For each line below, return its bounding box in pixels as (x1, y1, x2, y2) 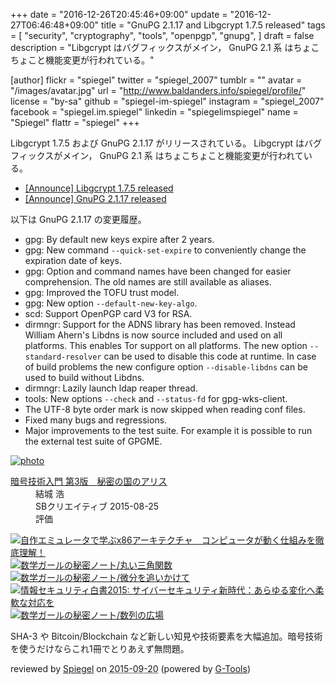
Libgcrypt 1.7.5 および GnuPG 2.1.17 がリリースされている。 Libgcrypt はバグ (10, 137, 323, 149)
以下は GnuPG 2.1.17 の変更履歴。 (10, 214, 147, 225)
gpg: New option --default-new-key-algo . (24, 297, 198, 309)
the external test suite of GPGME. (24, 435, 163, 447)
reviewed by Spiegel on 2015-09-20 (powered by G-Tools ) (10, 663, 251, 674)
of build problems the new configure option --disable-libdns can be (24, 361, 308, 373)
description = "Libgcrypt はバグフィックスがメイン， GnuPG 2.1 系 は (10, 42, 294, 53)
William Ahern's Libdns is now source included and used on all (24, 329, 283, 341)
